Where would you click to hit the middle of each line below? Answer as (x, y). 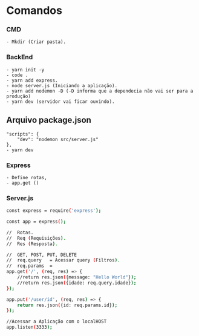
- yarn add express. (32, 80)
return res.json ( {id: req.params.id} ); (67, 305)
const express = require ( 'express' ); (54, 211)
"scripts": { (23, 134)
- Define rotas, (27, 177)
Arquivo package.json (49, 120)
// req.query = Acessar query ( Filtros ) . (63, 260)
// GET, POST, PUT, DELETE (42, 255)
